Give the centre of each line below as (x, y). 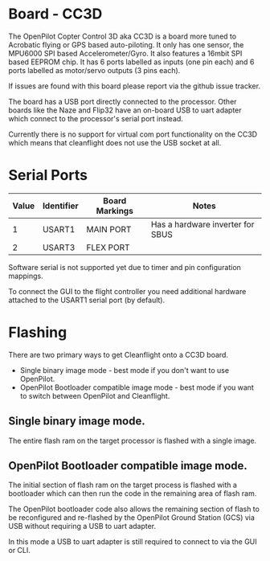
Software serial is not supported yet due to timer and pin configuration (125, 267)
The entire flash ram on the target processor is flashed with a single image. (133, 440)
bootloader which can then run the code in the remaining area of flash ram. (133, 493)
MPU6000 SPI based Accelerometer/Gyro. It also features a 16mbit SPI (125, 53)
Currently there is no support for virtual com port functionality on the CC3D (133, 134)
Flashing (38, 332)
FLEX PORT (108, 248)
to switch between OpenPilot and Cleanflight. (95, 395)
